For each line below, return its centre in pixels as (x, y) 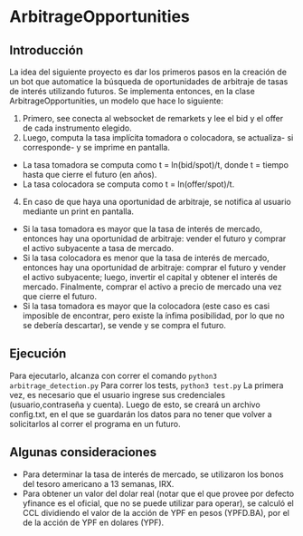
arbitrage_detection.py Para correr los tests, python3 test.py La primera (147, 385)
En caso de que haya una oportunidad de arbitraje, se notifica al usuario (156, 202)
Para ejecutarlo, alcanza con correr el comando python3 (113, 375)
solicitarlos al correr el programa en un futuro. (95, 424)
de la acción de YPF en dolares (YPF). (93, 522)
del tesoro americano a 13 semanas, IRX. (98, 483)
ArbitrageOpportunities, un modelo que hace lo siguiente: (116, 101)
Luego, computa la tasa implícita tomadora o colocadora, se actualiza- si (158, 137)
